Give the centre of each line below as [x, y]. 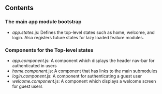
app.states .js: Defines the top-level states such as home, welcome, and [83, 32]
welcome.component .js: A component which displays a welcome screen [84, 81]
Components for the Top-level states [49, 50]
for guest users [27, 86]
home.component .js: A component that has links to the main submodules [85, 71]
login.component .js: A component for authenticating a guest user [77, 76]
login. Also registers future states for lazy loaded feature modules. [78, 37]
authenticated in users [34, 65]
